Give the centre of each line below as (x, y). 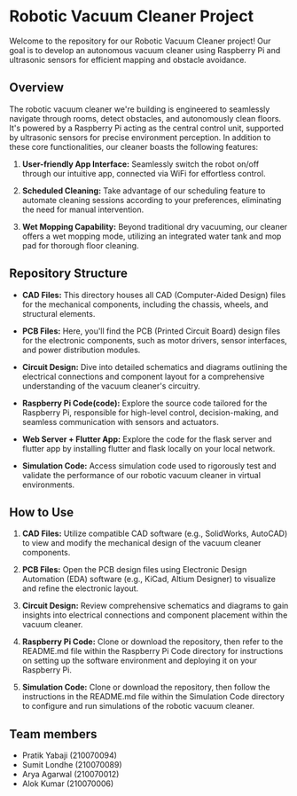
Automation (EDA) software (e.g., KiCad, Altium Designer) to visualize (149, 579)
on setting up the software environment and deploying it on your (139, 661)
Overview (37, 87)
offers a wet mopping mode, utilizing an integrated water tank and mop (152, 236)
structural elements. (59, 313)
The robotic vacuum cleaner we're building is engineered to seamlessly (140, 109)
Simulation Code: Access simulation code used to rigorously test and (149, 465)
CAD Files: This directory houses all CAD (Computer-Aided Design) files (154, 295)
